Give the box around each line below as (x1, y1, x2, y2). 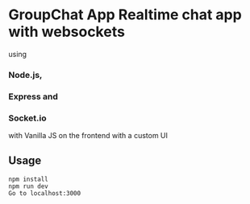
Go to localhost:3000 (8, 189, 81, 198)
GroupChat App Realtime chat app (8, 6, 242, 24)
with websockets (8, 22, 125, 41)
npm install (8, 175, 48, 183)
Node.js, (8, 69, 43, 80)
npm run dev (8, 182, 48, 190)
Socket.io (8, 112, 47, 124)
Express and (8, 91, 58, 102)
